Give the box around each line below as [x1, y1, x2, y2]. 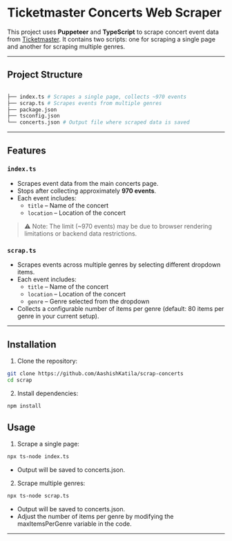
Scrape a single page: [17, 440, 79, 448]
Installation [7, 339, 57, 350]
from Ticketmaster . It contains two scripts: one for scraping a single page [7, 35, 216, 43]
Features [7, 144, 46, 156]
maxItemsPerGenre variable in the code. [17, 520, 133, 528]
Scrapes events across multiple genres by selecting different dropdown [17, 260, 221, 269]
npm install [7, 402, 41, 409]
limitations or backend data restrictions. [23, 229, 137, 238]
